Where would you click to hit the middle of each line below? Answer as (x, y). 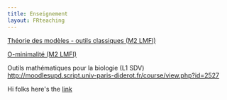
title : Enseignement (38, 14)
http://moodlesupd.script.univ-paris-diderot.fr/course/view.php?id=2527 (113, 75)
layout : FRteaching (36, 20)
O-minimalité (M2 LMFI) (42, 54)
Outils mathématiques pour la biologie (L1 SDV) (76, 68)
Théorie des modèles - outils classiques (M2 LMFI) (82, 40)
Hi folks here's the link (40, 89)
